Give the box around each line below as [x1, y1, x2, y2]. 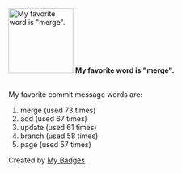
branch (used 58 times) [19, 131, 99, 141]
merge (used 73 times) [19, 105, 96, 115]
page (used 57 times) [19, 140, 91, 149]
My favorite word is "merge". [74, 65, 175, 75]
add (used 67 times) [19, 114, 87, 124]
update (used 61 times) [19, 123, 97, 132]
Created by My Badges [8, 155, 85, 165]
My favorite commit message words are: [8, 90, 143, 99]
